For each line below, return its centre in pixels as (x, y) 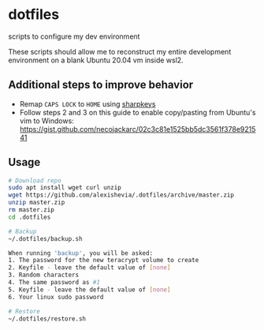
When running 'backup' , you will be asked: (81, 253)
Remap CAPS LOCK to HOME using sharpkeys (87, 103)
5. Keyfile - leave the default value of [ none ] (89, 290)
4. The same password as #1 (54, 283)
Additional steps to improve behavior (101, 85)
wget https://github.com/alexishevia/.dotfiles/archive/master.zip (121, 195)
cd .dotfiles (30, 217)
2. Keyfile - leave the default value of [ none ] (89, 268)
